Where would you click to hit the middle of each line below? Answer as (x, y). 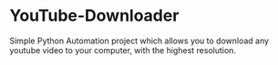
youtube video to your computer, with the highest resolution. (123, 50)
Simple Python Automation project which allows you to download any (139, 41)
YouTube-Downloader (94, 16)
